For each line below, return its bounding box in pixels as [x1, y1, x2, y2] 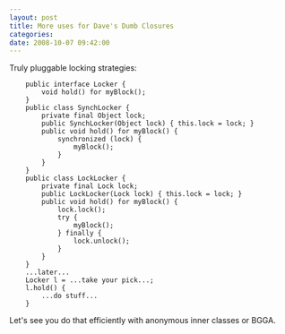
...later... [25, 268, 70, 278]
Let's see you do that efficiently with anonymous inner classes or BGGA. [9, 315, 276, 326]
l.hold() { [25, 284, 66, 293]
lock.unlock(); [73, 236, 130, 246]
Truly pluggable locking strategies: [9, 63, 137, 73]
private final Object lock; [41, 111, 146, 121]
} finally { [56, 229, 102, 238]
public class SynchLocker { [25, 104, 130, 113]
